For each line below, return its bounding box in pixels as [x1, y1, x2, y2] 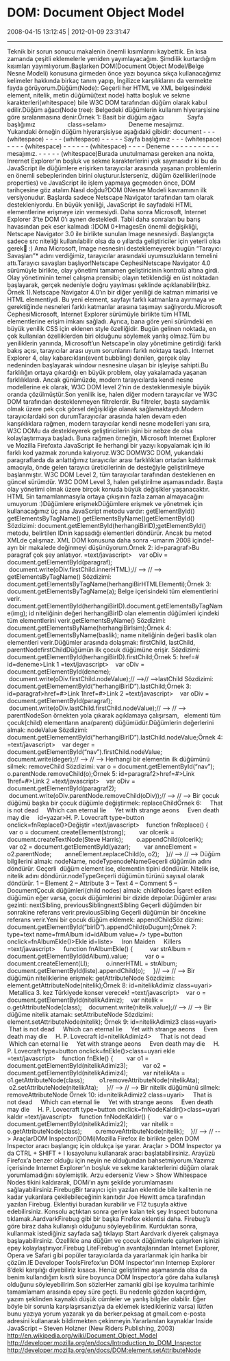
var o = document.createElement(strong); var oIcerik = [8, 827, 175, 836]
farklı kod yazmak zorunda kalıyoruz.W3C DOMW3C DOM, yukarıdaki [7, 448, 203, 457]
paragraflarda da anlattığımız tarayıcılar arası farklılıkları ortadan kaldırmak [7, 455, 216, 464]
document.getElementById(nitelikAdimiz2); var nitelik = [7, 1119, 175, 1128]
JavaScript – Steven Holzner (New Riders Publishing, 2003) [7, 1324, 175, 1332]
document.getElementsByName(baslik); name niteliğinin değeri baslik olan [7, 630, 217, 639]
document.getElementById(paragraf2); [7, 784, 116, 792]
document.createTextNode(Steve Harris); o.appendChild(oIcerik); [7, 835, 203, 843]
